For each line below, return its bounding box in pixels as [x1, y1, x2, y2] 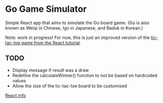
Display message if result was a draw [12, 67, 89, 73]
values [12, 77, 26, 83]
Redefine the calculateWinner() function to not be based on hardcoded [12, 72, 158, 78]
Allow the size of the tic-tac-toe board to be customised [12, 83, 128, 89]
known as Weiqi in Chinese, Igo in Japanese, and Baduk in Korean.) [5, 25, 143, 31]
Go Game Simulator [5, 3, 87, 15]
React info [5, 92, 26, 98]
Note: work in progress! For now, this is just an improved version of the [5, 34, 150, 40]
